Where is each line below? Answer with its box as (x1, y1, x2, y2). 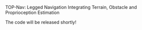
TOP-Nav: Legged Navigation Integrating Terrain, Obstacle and (5, 4, 137, 10)
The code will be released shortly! (5, 19, 77, 25)
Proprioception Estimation (5, 9, 60, 15)
